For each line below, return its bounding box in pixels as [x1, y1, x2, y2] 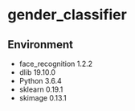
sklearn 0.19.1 [18, 84, 63, 94]
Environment [7, 38, 74, 51]
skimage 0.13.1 [18, 93, 67, 102]
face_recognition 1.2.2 [18, 59, 93, 68]
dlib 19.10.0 [18, 68, 56, 77]
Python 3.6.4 [18, 76, 62, 85]
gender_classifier [7, 6, 128, 24]
